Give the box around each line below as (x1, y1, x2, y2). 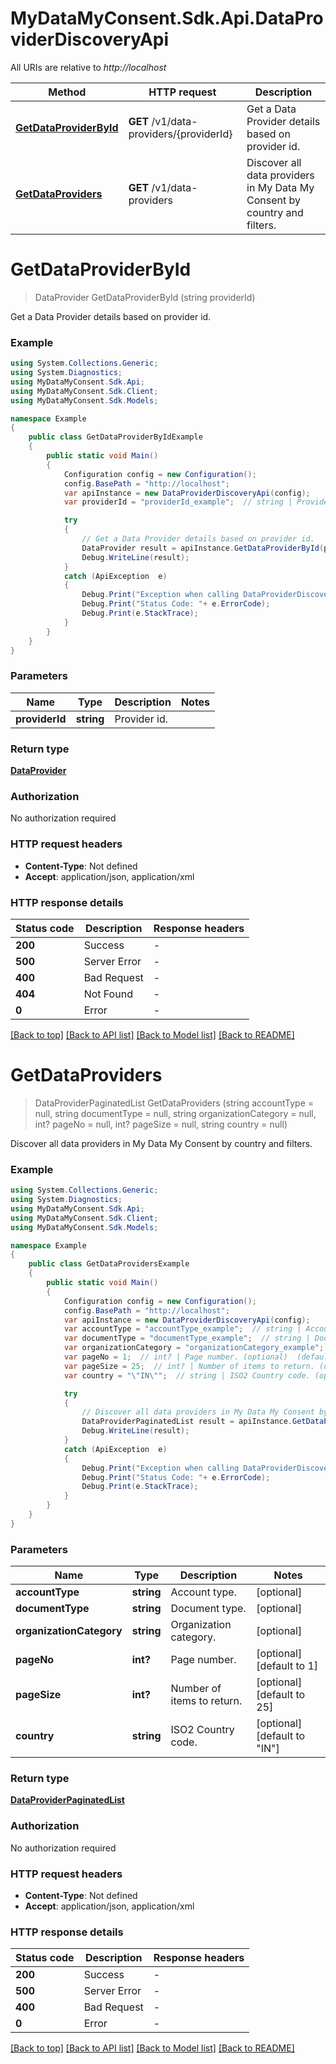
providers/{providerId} (128, 127, 233, 141)
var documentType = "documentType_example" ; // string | (63, 1333, 311, 1344)
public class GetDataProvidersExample (28, 1259, 190, 1269)
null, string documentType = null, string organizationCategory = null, (34, 1107, 317, 1119)
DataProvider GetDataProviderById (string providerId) (34, 291, 256, 303)
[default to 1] (256, 1659, 319, 1673)
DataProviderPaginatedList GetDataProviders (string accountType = (34, 1097, 315, 1109)
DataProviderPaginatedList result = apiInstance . (81, 1417, 293, 1427)
